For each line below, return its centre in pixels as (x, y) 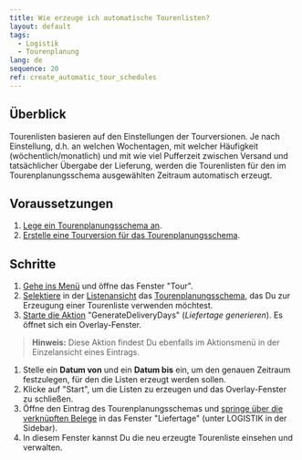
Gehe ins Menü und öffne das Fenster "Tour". (108, 286)
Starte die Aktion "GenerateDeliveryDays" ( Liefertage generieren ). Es (152, 315)
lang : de (26, 60)
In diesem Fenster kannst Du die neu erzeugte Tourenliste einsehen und (158, 438)
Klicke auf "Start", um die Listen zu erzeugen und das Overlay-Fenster (155, 390)
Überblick (38, 115)
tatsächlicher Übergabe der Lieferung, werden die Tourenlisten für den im (148, 165)
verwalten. (42, 447)
